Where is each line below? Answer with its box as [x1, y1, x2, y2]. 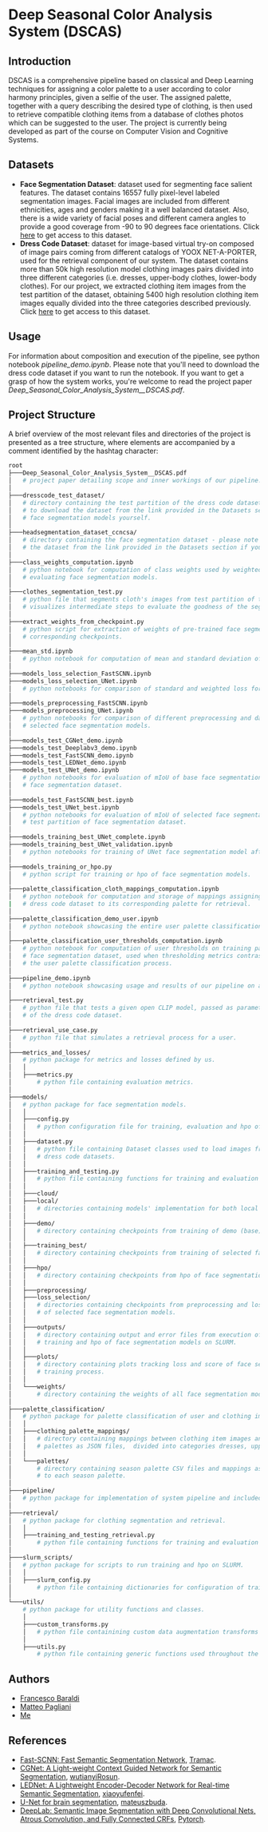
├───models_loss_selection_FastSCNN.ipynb [8, 670, 152, 678]
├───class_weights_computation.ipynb [8, 558, 134, 566]
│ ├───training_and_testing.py [8, 1167, 120, 1175]
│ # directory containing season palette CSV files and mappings [8, 1464, 251, 1472]
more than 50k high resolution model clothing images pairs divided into [19, 264, 254, 273]
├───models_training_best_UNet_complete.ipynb [8, 833, 166, 841]
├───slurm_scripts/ [8, 1554, 73, 1562]
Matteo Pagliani [19, 1702, 72, 1711]
